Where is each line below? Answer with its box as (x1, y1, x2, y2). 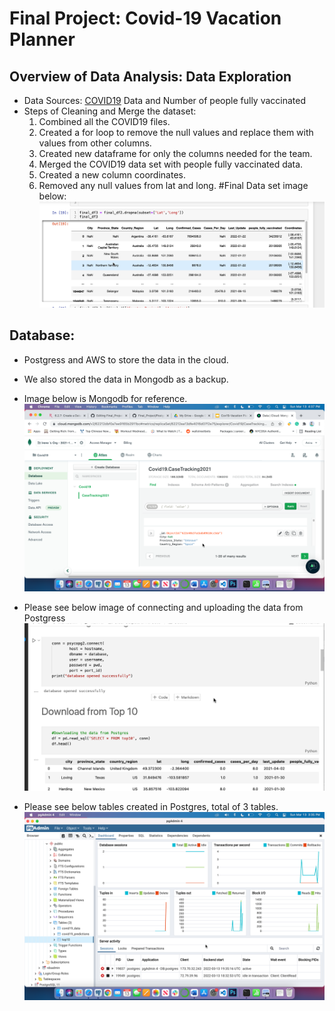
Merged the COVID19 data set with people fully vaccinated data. (38, 158, 304, 170)
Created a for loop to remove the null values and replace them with (38, 127, 314, 138)
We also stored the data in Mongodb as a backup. (23, 373, 229, 385)
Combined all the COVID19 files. (38, 116, 171, 127)
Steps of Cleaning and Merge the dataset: (23, 105, 197, 117)
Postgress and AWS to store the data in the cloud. (23, 353, 229, 366)
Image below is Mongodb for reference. (23, 392, 188, 404)
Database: (9, 327, 76, 344)
